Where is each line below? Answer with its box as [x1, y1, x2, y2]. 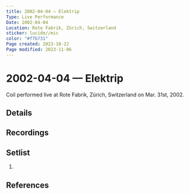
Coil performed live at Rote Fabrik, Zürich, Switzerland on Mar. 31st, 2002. [6, 91, 184, 98]
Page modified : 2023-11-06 [6, 47, 72, 53]
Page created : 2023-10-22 [6, 41, 69, 47]
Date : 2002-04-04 [6, 19, 49, 25]
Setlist [6, 147, 30, 158]
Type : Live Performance [6, 14, 64, 20]
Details [6, 108, 32, 118]
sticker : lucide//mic [6, 30, 59, 36]
